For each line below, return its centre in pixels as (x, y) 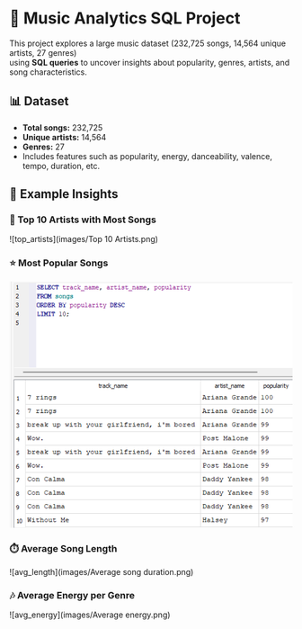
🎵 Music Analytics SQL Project (125, 18)
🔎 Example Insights (64, 194)
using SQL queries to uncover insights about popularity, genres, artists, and (150, 62)
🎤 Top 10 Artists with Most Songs (83, 220)
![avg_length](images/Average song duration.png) (102, 571)
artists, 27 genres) (43, 52)
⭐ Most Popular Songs (59, 263)
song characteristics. (49, 72)
